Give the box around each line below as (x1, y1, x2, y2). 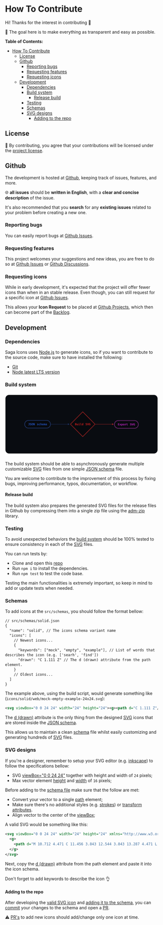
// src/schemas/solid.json (5, 619, 60, 623)
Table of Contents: (5, 38, 44, 44)
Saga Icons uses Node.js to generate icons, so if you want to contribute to (5, 349, 153, 355)
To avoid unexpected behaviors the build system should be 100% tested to (5, 536, 154, 542)
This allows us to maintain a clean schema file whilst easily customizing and (5, 729, 157, 735)
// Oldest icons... (14, 672, 53, 677)
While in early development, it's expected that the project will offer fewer (5, 284, 150, 290)
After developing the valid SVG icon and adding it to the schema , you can (5, 900, 151, 905)
